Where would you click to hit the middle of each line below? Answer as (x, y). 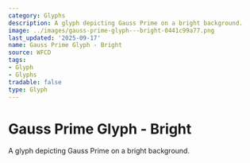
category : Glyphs (37, 16)
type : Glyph (28, 89)
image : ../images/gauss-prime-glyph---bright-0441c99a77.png (112, 30)
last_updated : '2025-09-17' (55, 38)
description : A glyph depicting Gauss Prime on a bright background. (126, 23)
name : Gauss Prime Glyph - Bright (65, 45)
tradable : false (35, 82)
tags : (17, 60)
